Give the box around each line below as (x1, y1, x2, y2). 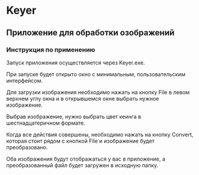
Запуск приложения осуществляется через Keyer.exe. (6, 59, 145, 66)
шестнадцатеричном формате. (6, 119, 85, 126)
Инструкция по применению (6, 46, 96, 54)
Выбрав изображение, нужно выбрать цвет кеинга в (6, 113, 141, 120)
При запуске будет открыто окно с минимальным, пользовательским (6, 70, 186, 78)
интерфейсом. (6, 77, 43, 84)
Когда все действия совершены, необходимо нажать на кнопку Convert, (6, 131, 194, 138)
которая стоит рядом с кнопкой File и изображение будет (6, 137, 155, 144)
